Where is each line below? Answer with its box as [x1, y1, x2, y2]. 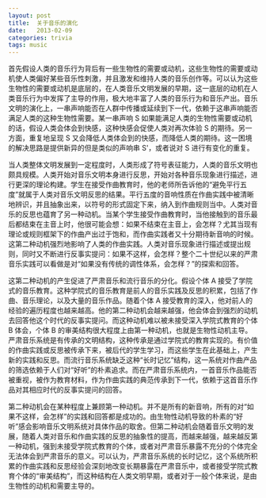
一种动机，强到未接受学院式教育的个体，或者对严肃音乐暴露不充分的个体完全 [8, 442, 258, 451]
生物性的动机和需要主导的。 [8, 481, 99, 491]
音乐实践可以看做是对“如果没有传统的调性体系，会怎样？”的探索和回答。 [8, 259, 244, 269]
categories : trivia [8, 33, 73, 42]
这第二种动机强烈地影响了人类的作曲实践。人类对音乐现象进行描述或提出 [8, 239, 244, 249]
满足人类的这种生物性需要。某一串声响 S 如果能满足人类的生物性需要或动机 [8, 113, 253, 123]
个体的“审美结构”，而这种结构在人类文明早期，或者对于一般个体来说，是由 [14, 471, 257, 481]
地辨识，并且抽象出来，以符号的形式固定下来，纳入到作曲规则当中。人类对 [8, 200, 251, 209]
